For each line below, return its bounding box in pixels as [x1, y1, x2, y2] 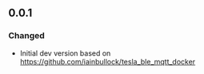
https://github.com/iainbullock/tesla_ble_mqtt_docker [19, 56, 196, 66]
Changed [8, 30, 46, 41]
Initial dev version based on [19, 48, 111, 58]
